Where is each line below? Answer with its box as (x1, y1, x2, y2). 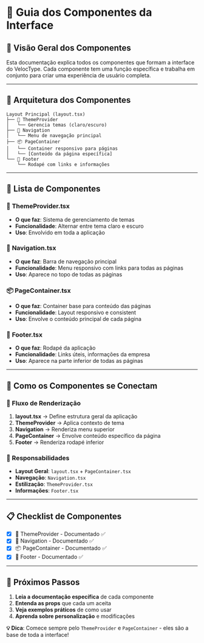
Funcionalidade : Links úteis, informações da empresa (15, 351, 151, 358)
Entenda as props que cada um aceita (15, 600, 111, 607)
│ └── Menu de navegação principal (6, 132, 102, 139)
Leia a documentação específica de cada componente (15, 593, 154, 600)
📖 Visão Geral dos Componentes (6, 43, 132, 53)
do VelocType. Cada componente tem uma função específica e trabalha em (6, 65, 195, 72)
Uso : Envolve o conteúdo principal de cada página (15, 315, 141, 323)
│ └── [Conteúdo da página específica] (6, 150, 113, 157)
